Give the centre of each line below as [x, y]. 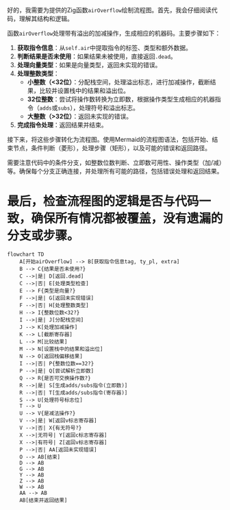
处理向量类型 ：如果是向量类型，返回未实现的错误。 [89, 65]
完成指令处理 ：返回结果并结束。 [62, 125]
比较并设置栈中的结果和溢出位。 [85, 90]
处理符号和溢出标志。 [108, 108]
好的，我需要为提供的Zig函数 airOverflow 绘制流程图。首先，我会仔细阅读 [110, 10]
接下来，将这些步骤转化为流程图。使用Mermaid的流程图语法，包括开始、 [110, 139]
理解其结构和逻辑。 [46, 19]
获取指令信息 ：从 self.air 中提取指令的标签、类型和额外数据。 [104, 48]
